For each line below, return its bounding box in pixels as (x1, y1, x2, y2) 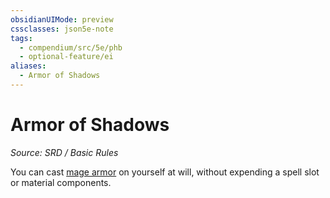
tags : (10, 33, 33, 43)
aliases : (10, 61, 47, 71)
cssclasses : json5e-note (10, 24, 114, 34)
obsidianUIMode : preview (10, 14, 114, 25)
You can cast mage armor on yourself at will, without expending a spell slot (10, 166, 320, 178)
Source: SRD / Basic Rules (10, 146, 119, 158)
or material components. (10, 176, 112, 188)
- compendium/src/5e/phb (19, 42, 123, 53)
